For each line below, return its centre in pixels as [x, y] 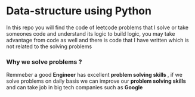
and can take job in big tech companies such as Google [75, 87]
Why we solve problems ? [44, 62]
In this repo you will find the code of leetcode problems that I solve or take [97, 27]
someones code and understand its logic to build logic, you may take [91, 33]
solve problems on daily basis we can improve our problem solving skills [96, 81]
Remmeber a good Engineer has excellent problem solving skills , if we [95, 75]
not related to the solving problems [49, 46]
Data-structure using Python [79, 11]
